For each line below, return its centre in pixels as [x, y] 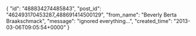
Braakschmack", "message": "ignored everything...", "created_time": [89, 21]
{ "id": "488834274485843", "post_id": [54, 9]
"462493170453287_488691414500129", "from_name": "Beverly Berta [91, 15]
